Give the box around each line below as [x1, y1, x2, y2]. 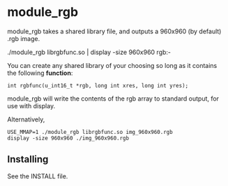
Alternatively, [7, 115, 45, 124]
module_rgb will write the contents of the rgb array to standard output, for [7, 94, 220, 103]
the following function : [7, 69, 73, 77]
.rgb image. [7, 34, 40, 42]
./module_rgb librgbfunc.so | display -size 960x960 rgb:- [7, 48, 172, 56]
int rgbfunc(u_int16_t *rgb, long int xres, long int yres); [7, 82, 189, 89]
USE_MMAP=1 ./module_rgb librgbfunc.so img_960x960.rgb [7, 128, 173, 135]
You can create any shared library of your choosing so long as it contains [7, 61, 218, 69]
